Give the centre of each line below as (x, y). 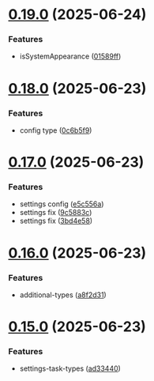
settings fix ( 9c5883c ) (56, 213)
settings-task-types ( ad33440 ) (70, 368)
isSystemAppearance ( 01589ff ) (70, 56)
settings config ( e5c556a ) (62, 204)
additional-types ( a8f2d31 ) (63, 295)
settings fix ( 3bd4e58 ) (56, 221)
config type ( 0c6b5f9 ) (56, 130)
